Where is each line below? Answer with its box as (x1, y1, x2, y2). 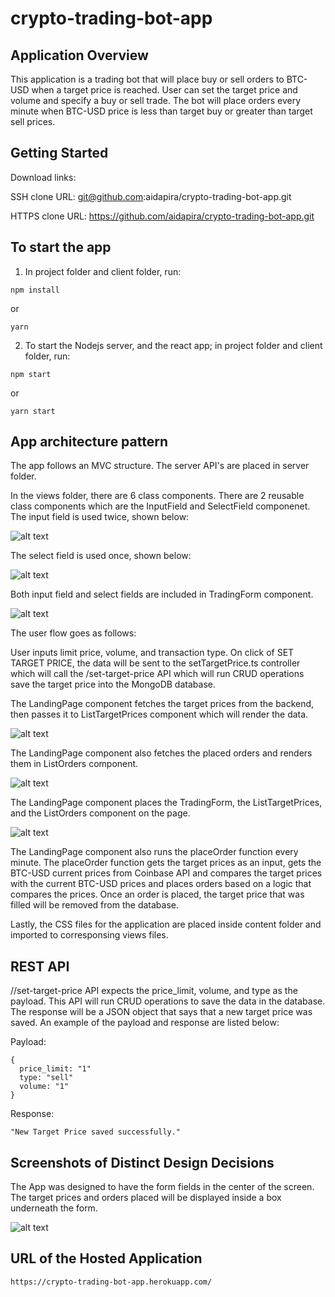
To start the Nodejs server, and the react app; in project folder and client (24, 339, 323, 351)
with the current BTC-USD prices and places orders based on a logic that (10, 878, 312, 890)
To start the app (10, 239, 112, 256)
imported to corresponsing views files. (10, 929, 169, 941)
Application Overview (10, 47, 149, 64)
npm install (10, 285, 60, 295)
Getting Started (10, 145, 109, 162)
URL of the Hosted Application (10, 1250, 203, 1267)
